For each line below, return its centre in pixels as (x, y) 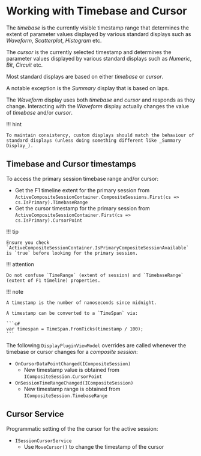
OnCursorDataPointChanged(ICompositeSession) (73, 364)
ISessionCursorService (43, 441)
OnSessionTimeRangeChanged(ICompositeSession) (74, 383)
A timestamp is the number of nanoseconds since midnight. (82, 302)
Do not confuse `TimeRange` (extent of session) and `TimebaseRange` (95, 275)
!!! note (15, 291)
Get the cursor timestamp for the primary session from (82, 208)
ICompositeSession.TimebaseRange (66, 396)
